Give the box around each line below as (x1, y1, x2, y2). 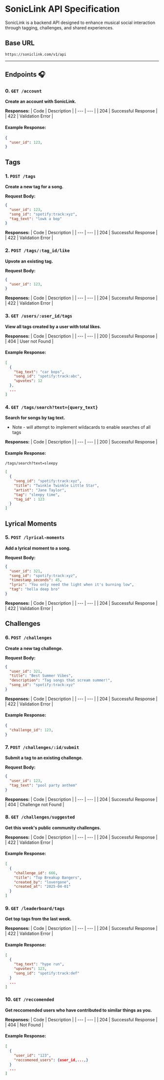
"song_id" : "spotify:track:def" (14, 971, 80, 976)
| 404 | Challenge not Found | (5, 801, 64, 807)
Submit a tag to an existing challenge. (5, 755, 83, 761)
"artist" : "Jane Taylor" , (14, 487, 67, 492)
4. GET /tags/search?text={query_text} (5, 403, 99, 410)
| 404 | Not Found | (5, 1022, 44, 1028)
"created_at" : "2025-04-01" (14, 884, 71, 889)
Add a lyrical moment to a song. (5, 545, 71, 551)
